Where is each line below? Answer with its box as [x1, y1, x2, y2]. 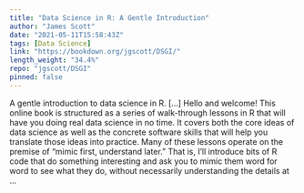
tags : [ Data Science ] [9, 38, 92, 48]
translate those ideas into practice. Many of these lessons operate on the [9, 136, 284, 147]
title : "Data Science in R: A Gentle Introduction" [9, 13, 209, 23]
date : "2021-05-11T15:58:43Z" [9, 30, 125, 39]
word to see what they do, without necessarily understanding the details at [9, 165, 289, 176]
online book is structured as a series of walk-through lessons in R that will [9, 107, 287, 118]
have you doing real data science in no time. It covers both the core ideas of [9, 117, 295, 127]
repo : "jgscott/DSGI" [9, 65, 92, 74]
